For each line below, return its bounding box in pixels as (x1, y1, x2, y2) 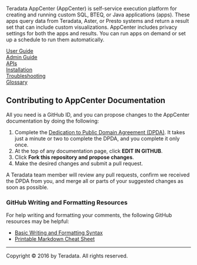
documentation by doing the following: (6, 117, 100, 124)
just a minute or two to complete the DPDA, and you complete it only (14, 135, 180, 142)
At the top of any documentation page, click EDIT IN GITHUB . (14, 147, 163, 154)
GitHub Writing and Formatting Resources (6, 198, 128, 206)
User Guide (6, 47, 34, 55)
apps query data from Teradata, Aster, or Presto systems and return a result (6, 18, 189, 24)
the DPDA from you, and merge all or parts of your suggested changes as (6, 177, 184, 184)
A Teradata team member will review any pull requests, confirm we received (6, 171, 190, 178)
